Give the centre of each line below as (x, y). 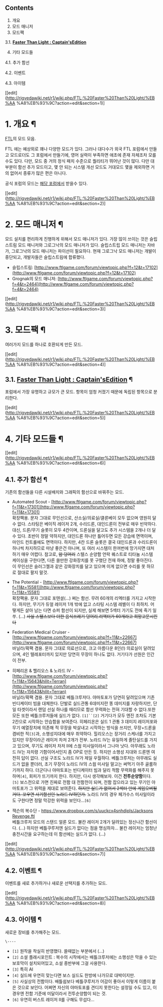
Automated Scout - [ (33, 502)
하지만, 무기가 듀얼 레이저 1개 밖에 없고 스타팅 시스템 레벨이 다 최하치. (84, 604)
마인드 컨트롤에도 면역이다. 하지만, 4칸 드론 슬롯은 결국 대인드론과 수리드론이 (85, 542)
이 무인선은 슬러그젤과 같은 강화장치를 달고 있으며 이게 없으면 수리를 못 (79, 567)
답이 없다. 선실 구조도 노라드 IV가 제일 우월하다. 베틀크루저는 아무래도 (86, 758)
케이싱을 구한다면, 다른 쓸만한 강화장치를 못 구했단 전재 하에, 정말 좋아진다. (82, 560)
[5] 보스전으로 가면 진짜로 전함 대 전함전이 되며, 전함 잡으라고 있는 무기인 (81, 782)
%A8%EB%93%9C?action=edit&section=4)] (61, 364)
